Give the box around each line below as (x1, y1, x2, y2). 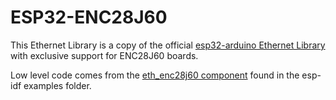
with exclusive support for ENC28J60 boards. (10, 49, 199, 61)
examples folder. (23, 79, 92, 91)
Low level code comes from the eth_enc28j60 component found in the (10, 69, 300, 81)
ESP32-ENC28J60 (10, 6, 168, 29)
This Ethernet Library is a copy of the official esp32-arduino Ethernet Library (10, 39, 326, 51)
